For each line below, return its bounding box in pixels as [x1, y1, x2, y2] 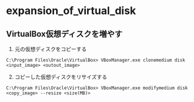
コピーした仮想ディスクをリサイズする [14, 73, 108, 80]
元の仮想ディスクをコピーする [14, 46, 87, 52]
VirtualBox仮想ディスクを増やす [6, 29, 123, 39]
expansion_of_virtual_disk [6, 4, 136, 18]
